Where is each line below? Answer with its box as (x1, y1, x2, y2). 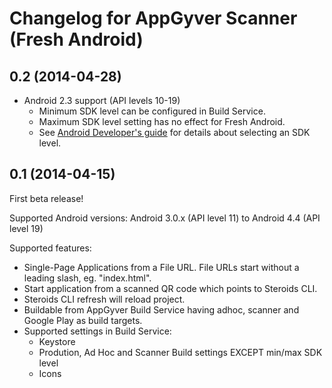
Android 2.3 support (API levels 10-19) (23, 95, 181, 106)
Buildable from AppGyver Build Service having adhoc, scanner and (23, 303, 300, 316)
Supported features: (9, 242, 92, 254)
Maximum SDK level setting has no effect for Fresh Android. (38, 116, 286, 127)
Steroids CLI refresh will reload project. (23, 293, 186, 305)
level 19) (9, 222, 44, 234)
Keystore (38, 335, 76, 347)
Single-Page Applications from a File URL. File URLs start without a (23, 261, 300, 273)
